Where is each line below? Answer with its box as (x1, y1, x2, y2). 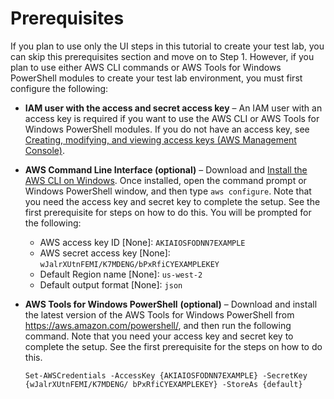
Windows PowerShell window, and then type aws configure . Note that (24, 185, 312, 197)
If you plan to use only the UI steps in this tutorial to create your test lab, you (10, 40, 325, 52)
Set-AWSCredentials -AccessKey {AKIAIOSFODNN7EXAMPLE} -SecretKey (24, 370, 308, 381)
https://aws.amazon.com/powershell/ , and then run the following (24, 319, 292, 331)
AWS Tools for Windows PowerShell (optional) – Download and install (24, 298, 318, 310)
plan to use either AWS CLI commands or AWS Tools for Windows (10, 61, 282, 73)
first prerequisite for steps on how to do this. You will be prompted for (24, 206, 312, 218)
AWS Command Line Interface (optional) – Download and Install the (24, 163, 308, 176)
